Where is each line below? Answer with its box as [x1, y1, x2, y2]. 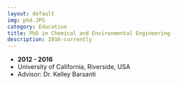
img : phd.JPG [7, 17, 45, 24]
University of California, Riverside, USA [17, 63, 131, 71]
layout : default [7, 10, 55, 17]
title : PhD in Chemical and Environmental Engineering [7, 29, 171, 37]
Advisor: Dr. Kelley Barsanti [17, 70, 97, 79]
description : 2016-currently [7, 36, 92, 43]
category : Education [7, 23, 68, 30]
